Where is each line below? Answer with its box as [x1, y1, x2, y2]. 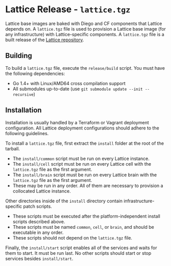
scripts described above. [12, 218, 65, 225]
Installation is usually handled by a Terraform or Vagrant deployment [5, 119, 149, 125]
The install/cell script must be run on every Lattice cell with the [12, 161, 152, 167]
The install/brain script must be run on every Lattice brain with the [12, 172, 157, 178]
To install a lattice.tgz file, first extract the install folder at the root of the [5, 140, 164, 146]
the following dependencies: [5, 70, 65, 76]
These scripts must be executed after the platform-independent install [12, 213, 161, 219]
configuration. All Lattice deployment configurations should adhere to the [5, 125, 159, 131]
